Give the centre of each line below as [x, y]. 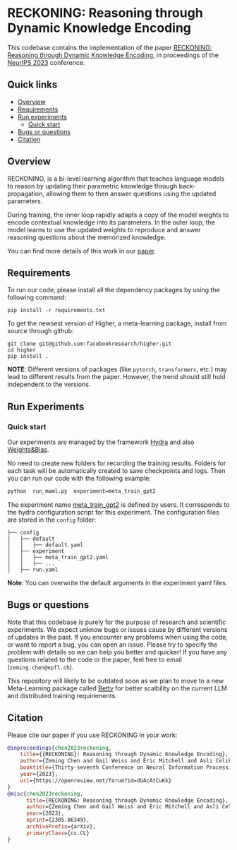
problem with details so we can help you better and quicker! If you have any [117, 652]
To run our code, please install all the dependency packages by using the [114, 290]
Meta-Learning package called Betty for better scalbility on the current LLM [117, 688]
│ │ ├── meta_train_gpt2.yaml [58, 557]
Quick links [32, 85]
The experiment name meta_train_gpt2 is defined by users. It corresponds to [119, 504]
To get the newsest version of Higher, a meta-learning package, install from [117, 323]
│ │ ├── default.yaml [45, 545]
